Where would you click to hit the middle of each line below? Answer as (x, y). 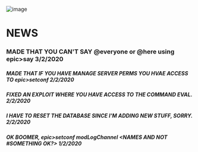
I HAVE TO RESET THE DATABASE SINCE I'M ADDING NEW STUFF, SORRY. (99, 116)
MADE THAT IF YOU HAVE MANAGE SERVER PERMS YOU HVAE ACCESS (97, 73)
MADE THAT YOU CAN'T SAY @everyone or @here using (90, 52)
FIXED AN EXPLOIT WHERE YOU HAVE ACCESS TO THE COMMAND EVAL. (99, 94)
